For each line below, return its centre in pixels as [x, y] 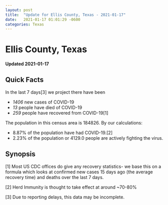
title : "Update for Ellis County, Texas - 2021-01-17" [65, 15]
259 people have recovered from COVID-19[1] [60, 113]
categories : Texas [25, 24]
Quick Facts [25, 80]
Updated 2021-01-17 [27, 64]
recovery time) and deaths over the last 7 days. [55, 177]
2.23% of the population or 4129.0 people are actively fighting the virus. [88, 138]
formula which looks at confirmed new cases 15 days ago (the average [79, 172]
